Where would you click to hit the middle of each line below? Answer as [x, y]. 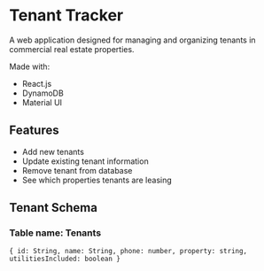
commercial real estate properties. [72, 49]
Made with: [30, 66]
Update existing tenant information [85, 161]
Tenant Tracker [66, 15]
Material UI [42, 102]
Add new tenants [53, 151]
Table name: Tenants [55, 233]
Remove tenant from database [77, 170]
